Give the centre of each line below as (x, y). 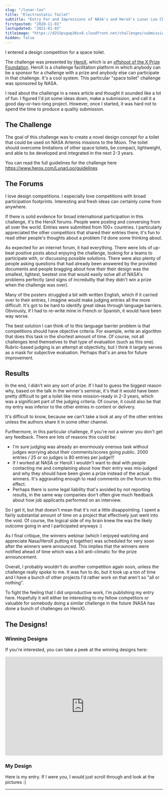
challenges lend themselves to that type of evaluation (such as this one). (80, 342)
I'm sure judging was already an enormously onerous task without (80, 447)
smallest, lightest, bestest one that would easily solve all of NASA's (74, 274)
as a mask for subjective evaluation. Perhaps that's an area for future (76, 352)
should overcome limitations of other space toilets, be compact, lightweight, (83, 147)
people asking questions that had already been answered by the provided (81, 263)
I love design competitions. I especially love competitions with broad (75, 196)
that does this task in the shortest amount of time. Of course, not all (74, 336)
